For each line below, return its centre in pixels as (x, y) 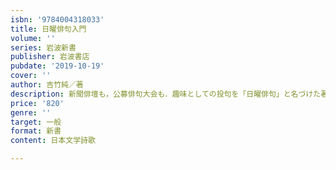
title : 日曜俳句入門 (48, 29)
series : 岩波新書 (43, 47)
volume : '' (33, 38)
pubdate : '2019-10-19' (57, 66)
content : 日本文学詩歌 (53, 141)
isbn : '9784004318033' (57, 19)
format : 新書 (36, 131)
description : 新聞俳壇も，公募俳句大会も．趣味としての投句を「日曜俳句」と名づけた (166, 94)
